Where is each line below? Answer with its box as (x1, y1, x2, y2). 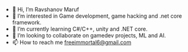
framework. (12, 19, 42, 26)
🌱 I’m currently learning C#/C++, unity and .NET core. (12, 25, 148, 32)
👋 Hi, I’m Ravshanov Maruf (12, 6, 80, 13)
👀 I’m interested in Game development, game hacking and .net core (12, 12, 182, 20)
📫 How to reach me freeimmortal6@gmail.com (12, 39, 132, 46)
